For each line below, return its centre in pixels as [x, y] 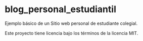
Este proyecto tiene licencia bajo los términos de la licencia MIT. [71, 33]
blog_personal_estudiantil [61, 9]
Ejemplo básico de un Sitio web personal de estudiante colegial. [71, 23]
